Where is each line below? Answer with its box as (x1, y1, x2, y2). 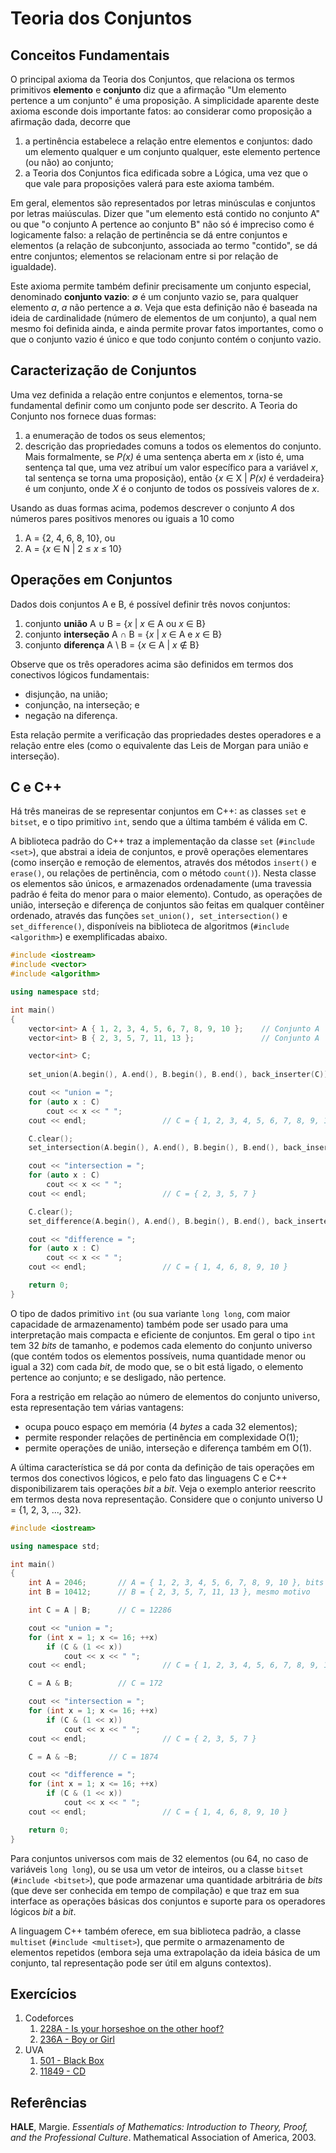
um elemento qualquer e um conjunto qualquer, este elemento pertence (24, 146, 321, 157)
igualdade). (10, 261, 57, 272)
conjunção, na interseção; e (24, 698, 140, 711)
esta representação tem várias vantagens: (10, 1401, 184, 1413)
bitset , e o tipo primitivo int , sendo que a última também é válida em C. (10, 816, 308, 828)
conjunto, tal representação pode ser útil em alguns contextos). (10, 1957, 272, 1969)
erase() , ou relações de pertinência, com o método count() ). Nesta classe (10, 867, 317, 879)
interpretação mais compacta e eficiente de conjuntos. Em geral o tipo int (10, 1328, 317, 1341)
